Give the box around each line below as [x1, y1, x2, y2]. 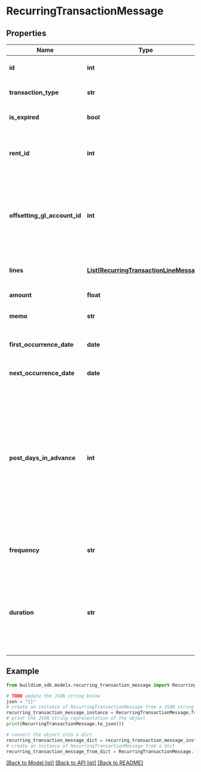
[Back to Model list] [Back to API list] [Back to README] [6, 759, 144, 767]
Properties [6, 28, 47, 38]
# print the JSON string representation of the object [6, 716, 146, 722]
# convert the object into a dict [6, 731, 93, 738]
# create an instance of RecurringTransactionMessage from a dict [6, 743, 175, 749]
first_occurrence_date [9, 340, 74, 349]
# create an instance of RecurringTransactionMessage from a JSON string [6, 704, 194, 710]
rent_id [9, 149, 30, 157]
